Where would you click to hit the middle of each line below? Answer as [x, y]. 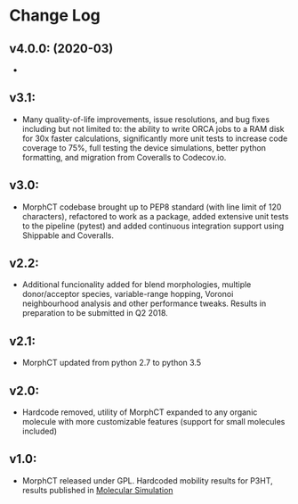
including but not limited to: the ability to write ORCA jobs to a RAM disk [153, 128]
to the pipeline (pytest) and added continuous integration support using [153, 226]
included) [40, 431]
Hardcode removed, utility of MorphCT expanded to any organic [140, 412]
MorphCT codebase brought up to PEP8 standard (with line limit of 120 [152, 207]
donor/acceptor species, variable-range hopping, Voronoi [128, 294]
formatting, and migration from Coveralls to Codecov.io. [124, 157]
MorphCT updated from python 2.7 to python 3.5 [112, 363]
